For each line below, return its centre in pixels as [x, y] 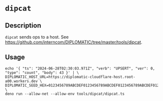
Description [23, 25]
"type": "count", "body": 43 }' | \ [42, 72]
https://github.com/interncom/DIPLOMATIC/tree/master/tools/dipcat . [74, 42]
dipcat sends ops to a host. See [37, 37]
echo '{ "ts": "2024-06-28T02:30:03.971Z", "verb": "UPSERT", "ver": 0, [80, 68]
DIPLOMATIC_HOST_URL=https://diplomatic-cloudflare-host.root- [70, 77]
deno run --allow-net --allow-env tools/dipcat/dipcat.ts [65, 94]
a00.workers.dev [21, 81]
